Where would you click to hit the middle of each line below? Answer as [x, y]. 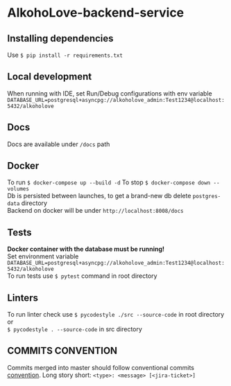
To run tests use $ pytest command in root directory [82, 276]
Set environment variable [43, 256]
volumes [18, 189]
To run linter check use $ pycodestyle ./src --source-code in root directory [116, 315]
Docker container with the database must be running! [86, 249]
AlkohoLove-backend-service [96, 13]
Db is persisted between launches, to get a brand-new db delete [99, 196]
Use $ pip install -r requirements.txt [65, 55]
